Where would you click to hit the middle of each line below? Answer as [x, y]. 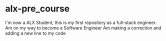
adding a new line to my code [35, 33]
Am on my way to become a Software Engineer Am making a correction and [83, 27]
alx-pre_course [37, 9]
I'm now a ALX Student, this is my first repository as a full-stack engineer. [81, 22]
